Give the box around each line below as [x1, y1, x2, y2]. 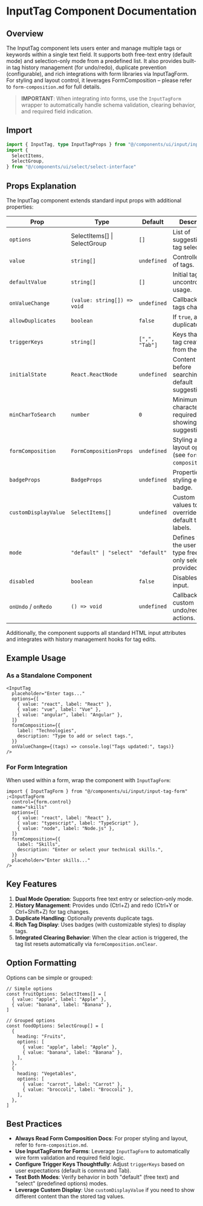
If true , [172, 313, 193, 321]
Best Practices [6, 1119, 62, 1129]
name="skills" [11, 804, 47, 810]
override [172, 508, 197, 517]
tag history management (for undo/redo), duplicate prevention [11, 64, 167, 71]
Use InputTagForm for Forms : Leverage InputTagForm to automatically [14, 1148, 190, 1155]
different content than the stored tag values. [14, 1193, 125, 1200]
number [71, 411, 90, 418]
